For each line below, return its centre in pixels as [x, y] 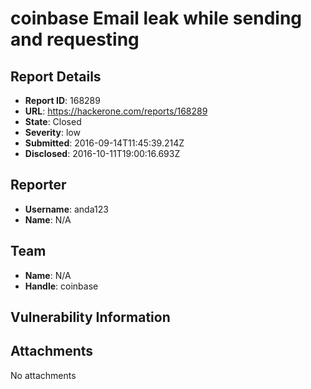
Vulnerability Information [90, 317]
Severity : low [52, 132]
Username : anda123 [66, 209]
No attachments [43, 375]
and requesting [75, 39]
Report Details [56, 76]
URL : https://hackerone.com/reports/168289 [116, 111]
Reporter [38, 185]
